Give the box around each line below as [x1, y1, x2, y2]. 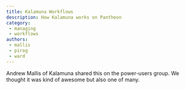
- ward [8, 53, 26, 59]
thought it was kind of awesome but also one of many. [6, 76, 140, 83]
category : [6, 20, 31, 26]
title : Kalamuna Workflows [6, 8, 74, 15]
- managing [8, 25, 36, 32]
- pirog [8, 48, 28, 54]
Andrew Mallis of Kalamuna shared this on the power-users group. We [6, 69, 180, 76]
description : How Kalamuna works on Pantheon [6, 14, 122, 20]
